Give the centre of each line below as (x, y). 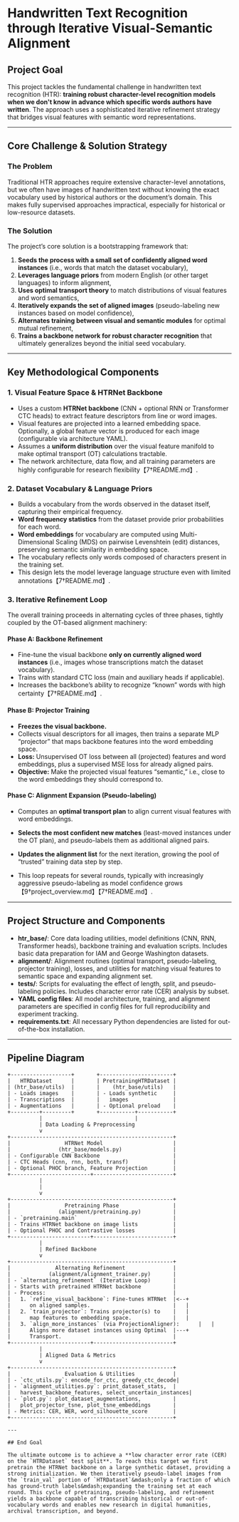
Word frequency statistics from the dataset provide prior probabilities (121, 519)
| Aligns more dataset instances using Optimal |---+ (99, 1330)
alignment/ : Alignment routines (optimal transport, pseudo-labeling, (117, 961)
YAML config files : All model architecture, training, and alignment (114, 998)
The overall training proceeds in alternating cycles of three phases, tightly (116, 615)
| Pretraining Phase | (92, 1206)
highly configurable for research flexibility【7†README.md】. (108, 470)
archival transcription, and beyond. (63, 1511)
